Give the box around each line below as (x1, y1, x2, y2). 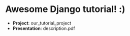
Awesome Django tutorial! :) (5, 3, 125, 15)
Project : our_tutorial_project (12, 20, 72, 26)
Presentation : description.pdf (12, 25, 75, 31)
